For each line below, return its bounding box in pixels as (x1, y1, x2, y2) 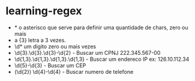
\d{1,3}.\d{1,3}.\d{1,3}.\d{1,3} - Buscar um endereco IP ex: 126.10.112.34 (14, 55, 190, 63)
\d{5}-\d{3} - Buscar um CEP (14, 61, 86, 69)
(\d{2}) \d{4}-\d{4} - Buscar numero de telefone (14, 68, 134, 75)
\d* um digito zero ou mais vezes (14, 43, 97, 50)
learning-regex (5, 4, 82, 18)
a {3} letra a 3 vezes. (14, 36, 67, 43)
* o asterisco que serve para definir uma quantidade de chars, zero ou (14, 24, 188, 31)
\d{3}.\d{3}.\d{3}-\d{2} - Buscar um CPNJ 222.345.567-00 (14, 49, 161, 56)
